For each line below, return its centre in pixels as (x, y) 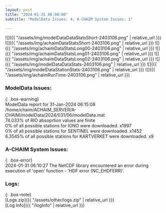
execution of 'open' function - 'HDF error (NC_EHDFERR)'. (65, 170)
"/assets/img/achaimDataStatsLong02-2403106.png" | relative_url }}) (83, 59)
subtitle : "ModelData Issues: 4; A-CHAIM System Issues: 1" (69, 19)
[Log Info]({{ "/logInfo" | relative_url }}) (45, 205)
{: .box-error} (19, 160)
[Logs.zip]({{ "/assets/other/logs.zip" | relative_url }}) (60, 200)
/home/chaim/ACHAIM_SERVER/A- (41, 110)
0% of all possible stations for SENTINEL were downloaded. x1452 (73, 131)
